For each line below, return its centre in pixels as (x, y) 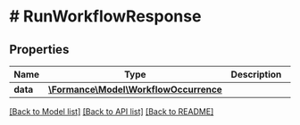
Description (256, 75)
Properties (39, 50)
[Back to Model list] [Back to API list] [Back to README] (112, 112)
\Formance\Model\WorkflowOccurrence (135, 89)
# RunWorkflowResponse (105, 17)
